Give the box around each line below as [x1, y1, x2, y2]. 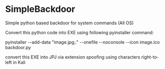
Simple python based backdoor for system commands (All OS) [5, 20, 134, 26]
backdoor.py [5, 44, 31, 50]
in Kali [12, 59, 26, 65]
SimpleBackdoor [5, 3, 75, 15]
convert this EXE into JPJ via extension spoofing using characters [5, 54, 140, 60]
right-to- [141, 54, 159, 60]
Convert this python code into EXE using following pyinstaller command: [5, 29, 154, 35]
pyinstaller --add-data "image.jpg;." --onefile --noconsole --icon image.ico [5, 39, 160, 45]
